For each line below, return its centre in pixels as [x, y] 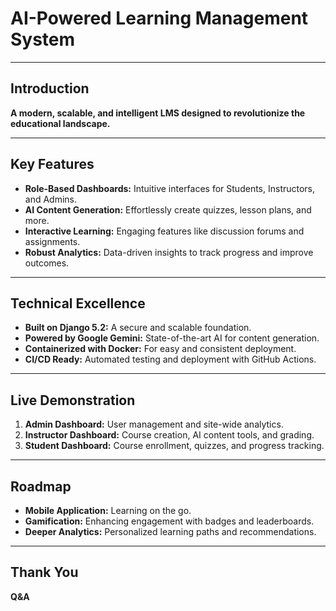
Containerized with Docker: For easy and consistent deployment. [160, 349]
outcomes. [47, 263]
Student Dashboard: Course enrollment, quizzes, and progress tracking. [174, 446]
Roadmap [41, 486]
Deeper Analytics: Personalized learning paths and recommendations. [170, 531]
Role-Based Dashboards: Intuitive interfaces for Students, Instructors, [170, 188]
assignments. [52, 241]
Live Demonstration [73, 400]
